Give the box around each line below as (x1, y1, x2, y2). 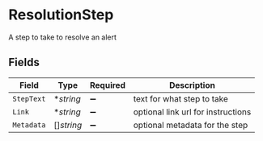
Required (90, 79, 125, 90)
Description (169, 79, 216, 90)
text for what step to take (133, 93, 229, 104)
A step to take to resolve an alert (8, 32, 117, 42)
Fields (8, 56, 40, 69)
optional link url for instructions (133, 106, 252, 118)
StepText (12, 94, 46, 103)
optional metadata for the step (133, 119, 248, 131)
